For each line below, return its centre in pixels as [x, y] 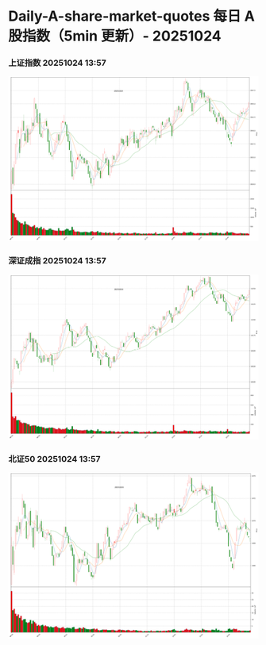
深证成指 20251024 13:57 [57, 261]
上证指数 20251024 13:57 [57, 63]
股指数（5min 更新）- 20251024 [115, 36]
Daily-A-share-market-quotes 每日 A [132, 16]
